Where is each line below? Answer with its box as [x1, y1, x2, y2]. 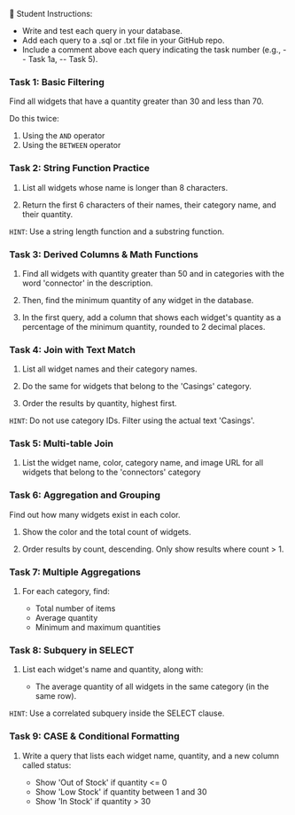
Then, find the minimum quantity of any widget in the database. [21, 294, 254, 305]
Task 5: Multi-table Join [9, 437, 113, 450]
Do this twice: [9, 114, 59, 124]
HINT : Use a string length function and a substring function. [9, 226, 225, 237]
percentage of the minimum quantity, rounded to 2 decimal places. [21, 321, 266, 332]
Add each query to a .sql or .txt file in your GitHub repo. [21, 35, 225, 45]
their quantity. [21, 208, 74, 219]
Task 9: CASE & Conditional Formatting [9, 730, 180, 742]
